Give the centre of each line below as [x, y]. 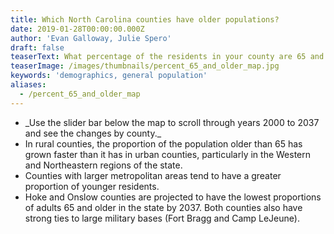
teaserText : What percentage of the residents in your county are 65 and [167, 57]
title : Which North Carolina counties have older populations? [145, 19]
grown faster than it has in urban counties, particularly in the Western [168, 154]
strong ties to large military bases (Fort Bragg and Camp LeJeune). [162, 218]
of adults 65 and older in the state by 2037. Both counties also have [163, 207]
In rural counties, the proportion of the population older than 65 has [163, 143]
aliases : [28, 85]
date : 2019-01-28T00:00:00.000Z [77, 29]
